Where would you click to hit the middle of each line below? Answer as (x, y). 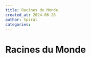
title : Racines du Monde (32, 10)
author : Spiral (21, 20)
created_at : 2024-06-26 (31, 15)
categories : (18, 24)
